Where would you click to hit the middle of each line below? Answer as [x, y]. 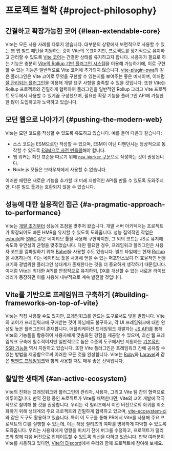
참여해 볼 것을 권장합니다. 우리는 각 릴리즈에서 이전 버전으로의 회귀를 [87, 405]
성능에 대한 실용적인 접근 [42, 205]
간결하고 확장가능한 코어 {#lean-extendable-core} [83, 31]
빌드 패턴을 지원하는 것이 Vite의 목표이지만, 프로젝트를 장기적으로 [86, 51]
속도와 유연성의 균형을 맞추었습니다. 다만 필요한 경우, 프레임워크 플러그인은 [80, 245]
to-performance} [33, 213]
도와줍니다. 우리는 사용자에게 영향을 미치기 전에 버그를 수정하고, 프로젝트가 [80, 430]
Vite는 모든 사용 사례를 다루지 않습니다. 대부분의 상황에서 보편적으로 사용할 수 [82, 44]
